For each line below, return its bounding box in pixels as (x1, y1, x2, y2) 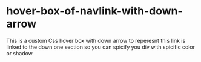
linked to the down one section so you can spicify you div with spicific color (6, 43, 196, 51)
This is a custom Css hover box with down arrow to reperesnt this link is (6, 37, 186, 44)
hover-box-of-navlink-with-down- (6, 4, 183, 18)
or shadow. (6, 49, 35, 57)
